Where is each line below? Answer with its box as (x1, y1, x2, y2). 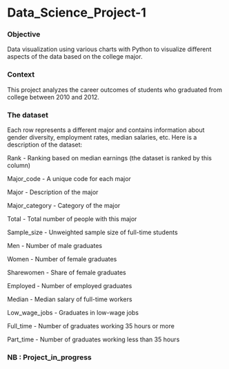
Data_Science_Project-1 (7, 5, 147, 21)
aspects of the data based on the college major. (7, 53, 143, 61)
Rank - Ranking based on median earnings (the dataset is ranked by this (7, 154, 212, 162)
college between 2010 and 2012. (7, 93, 100, 101)
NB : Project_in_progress (7, 352, 92, 362)
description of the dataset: (7, 140, 83, 149)
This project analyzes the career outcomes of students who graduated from (7, 85, 223, 94)
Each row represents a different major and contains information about (7, 126, 205, 134)
